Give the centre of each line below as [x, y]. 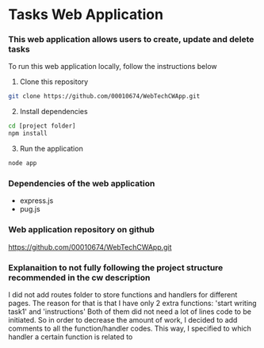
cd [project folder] [42, 126]
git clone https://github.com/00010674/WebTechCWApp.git [104, 97]
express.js [36, 201]
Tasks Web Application [86, 15]
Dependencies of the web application [82, 183]
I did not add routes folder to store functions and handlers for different [123, 294]
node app [23, 163]
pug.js [30, 209]
